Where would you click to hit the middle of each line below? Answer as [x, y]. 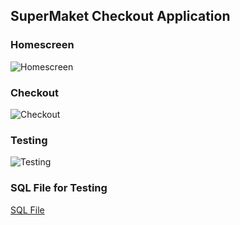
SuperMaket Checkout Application [120, 16]
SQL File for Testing [59, 188]
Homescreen [42, 45]
